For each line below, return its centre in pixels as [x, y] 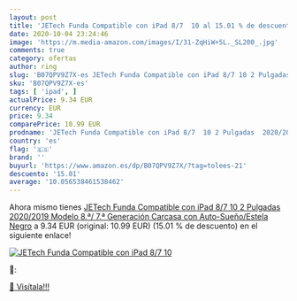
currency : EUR [35, 108]
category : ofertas [43, 58]
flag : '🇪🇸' [31, 149]
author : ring [33, 67]
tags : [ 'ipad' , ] [43, 91]
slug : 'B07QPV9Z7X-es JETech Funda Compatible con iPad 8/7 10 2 [132, 75]
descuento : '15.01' [45, 174]
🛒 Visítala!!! [30, 287]
